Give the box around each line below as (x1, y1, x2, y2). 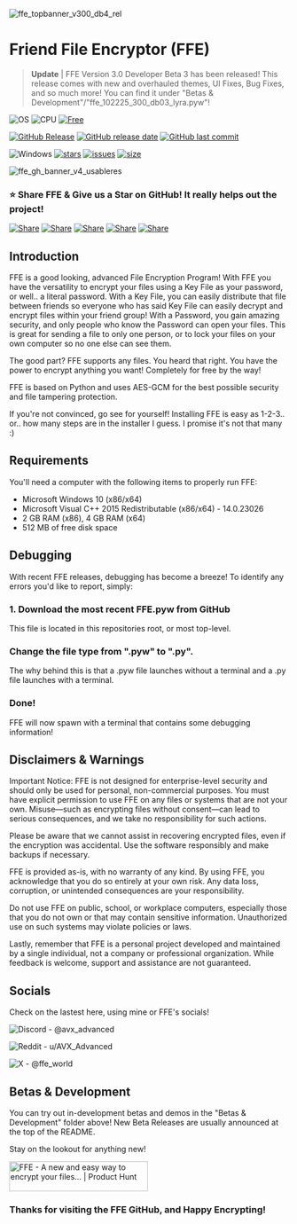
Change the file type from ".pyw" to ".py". (9, 645, 193, 657)
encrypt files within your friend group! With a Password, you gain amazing (9, 310, 280, 321)
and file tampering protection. (9, 391, 118, 403)
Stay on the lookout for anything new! (9, 1144, 146, 1154)
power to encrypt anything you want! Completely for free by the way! (9, 365, 262, 376)
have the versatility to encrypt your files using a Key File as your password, (9, 282, 284, 293)
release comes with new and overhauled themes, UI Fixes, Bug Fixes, (30, 78, 285, 89)
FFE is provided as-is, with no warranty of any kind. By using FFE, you (9, 867, 265, 877)
